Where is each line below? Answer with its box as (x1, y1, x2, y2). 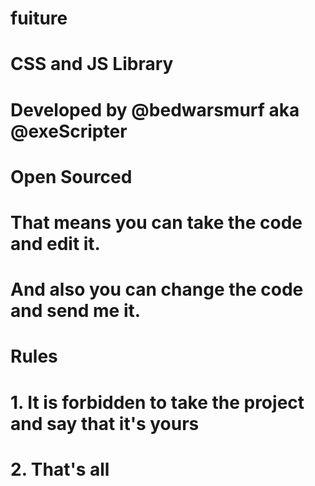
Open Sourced (10, 165, 133, 188)
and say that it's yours (10, 412, 200, 435)
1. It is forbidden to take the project (10, 391, 305, 414)
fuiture (10, 7, 68, 30)
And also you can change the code (10, 278, 304, 301)
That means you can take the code (10, 211, 303, 234)
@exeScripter (10, 120, 128, 142)
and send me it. (10, 300, 142, 322)
